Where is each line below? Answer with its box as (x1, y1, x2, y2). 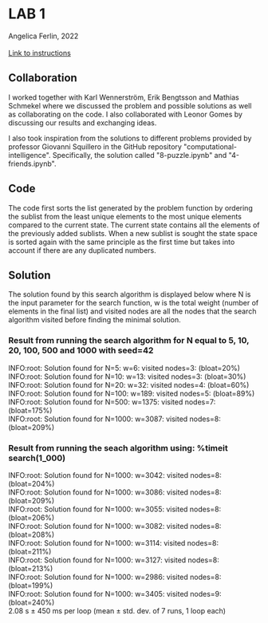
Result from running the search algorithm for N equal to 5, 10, (8, 335, 250, 346)
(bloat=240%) (8, 597, 55, 607)
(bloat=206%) (8, 512, 55, 522)
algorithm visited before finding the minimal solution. (8, 315, 181, 325)
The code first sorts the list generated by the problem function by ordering (8, 203, 253, 212)
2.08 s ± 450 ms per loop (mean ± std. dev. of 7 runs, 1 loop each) (8, 605, 226, 615)
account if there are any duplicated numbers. (8, 245, 157, 255)
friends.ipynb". (8, 159, 57, 168)
